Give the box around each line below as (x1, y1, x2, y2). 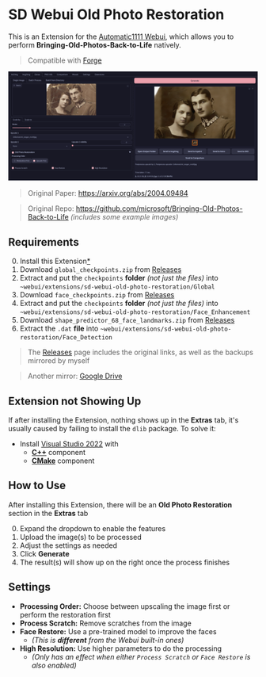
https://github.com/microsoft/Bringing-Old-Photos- (75, 204, 243, 213)
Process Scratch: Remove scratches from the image (19, 618, 192, 628)
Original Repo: (27, 204, 74, 213)
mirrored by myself (27, 356, 90, 365)
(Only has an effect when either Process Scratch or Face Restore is (31, 652, 251, 661)
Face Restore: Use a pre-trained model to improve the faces (19, 626, 217, 636)
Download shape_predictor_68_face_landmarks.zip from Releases (19, 316, 235, 325)
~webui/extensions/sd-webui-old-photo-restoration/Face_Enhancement (19, 308, 251, 316)
